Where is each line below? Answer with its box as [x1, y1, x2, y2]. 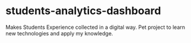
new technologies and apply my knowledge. [5, 29, 113, 37]
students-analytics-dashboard [5, 4, 161, 18]
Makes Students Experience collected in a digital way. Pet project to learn [5, 24, 185, 31]
